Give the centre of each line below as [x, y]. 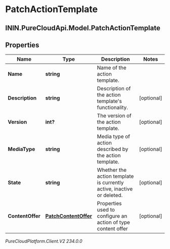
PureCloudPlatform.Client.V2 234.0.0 [44, 241]
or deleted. [110, 195]
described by [113, 149]
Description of [114, 88]
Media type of [114, 136]
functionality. [112, 108]
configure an [112, 216]
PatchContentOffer [69, 216]
